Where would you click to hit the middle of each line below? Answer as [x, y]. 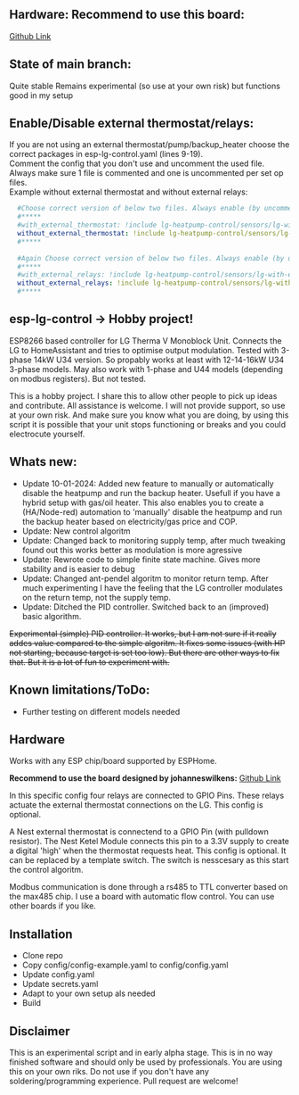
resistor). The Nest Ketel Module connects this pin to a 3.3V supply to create [149, 842]
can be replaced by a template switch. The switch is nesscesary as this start [149, 860]
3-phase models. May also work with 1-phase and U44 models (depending [146, 369]
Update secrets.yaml [60, 984]
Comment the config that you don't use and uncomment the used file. [137, 163]
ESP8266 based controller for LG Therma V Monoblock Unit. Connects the [145, 340]
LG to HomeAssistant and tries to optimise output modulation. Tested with [144, 350]
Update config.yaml [58, 975]
